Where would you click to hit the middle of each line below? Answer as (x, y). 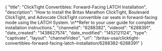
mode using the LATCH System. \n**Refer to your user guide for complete (80, 22)
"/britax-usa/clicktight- (117, 38)
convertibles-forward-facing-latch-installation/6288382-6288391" (72, 43)
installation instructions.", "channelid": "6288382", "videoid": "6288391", (78, 28)
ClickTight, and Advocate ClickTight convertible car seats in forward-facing (81, 17)
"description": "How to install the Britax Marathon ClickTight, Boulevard (77, 12)
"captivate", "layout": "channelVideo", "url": (49, 38)
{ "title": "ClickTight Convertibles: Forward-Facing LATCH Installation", (76, 7)
